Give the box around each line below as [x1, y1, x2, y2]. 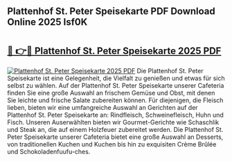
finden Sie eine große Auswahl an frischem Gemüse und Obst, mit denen [7, 89, 215, 97]
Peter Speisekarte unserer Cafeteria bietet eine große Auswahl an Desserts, [7, 133, 224, 141]
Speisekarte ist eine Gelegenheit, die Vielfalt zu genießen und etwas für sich [7, 74, 225, 82]
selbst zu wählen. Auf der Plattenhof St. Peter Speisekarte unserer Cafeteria [7, 82, 224, 89]
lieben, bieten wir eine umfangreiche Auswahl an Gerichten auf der [7, 104, 199, 111]
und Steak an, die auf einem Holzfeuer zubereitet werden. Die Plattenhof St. [7, 126, 224, 133]
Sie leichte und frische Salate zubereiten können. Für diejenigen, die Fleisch [7, 96, 224, 104]
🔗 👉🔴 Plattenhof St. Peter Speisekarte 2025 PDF [7, 45, 222, 57]
